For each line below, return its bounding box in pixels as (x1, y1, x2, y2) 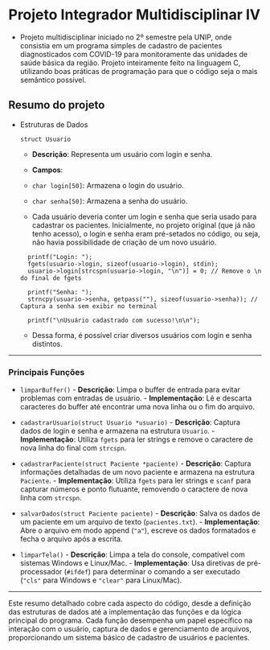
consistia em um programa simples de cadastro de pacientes (19, 40, 223, 50)
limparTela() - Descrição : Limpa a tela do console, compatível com (19, 549, 245, 560)
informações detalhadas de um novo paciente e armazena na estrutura (19, 467, 256, 477)
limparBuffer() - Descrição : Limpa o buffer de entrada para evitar (19, 385, 241, 395)
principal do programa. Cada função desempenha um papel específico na (8, 615, 253, 625)
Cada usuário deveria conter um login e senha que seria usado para (31, 212, 257, 221)
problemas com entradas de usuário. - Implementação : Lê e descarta (19, 393, 252, 403)
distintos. (31, 339, 63, 348)
